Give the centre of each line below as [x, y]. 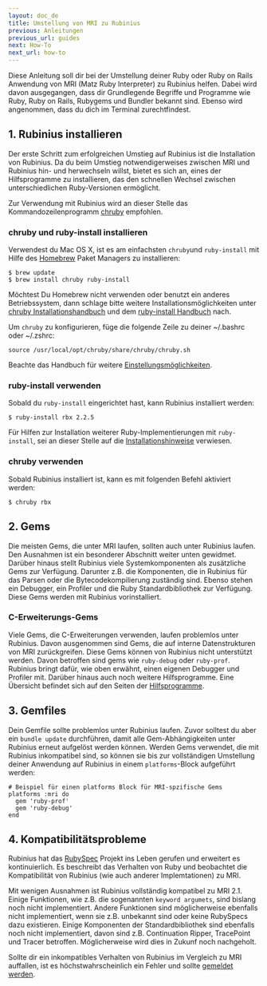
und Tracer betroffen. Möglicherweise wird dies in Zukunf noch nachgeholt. [132, 942]
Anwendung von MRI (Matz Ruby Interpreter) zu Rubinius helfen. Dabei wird [133, 84]
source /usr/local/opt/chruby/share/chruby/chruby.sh [100, 350]
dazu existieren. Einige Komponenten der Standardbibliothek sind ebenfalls [132, 925]
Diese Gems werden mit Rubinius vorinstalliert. [85, 596]
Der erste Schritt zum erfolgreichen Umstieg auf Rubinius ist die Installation [132, 153]
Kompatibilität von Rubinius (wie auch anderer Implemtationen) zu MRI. [125, 876]
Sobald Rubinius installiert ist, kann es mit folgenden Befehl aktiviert [120, 479]
